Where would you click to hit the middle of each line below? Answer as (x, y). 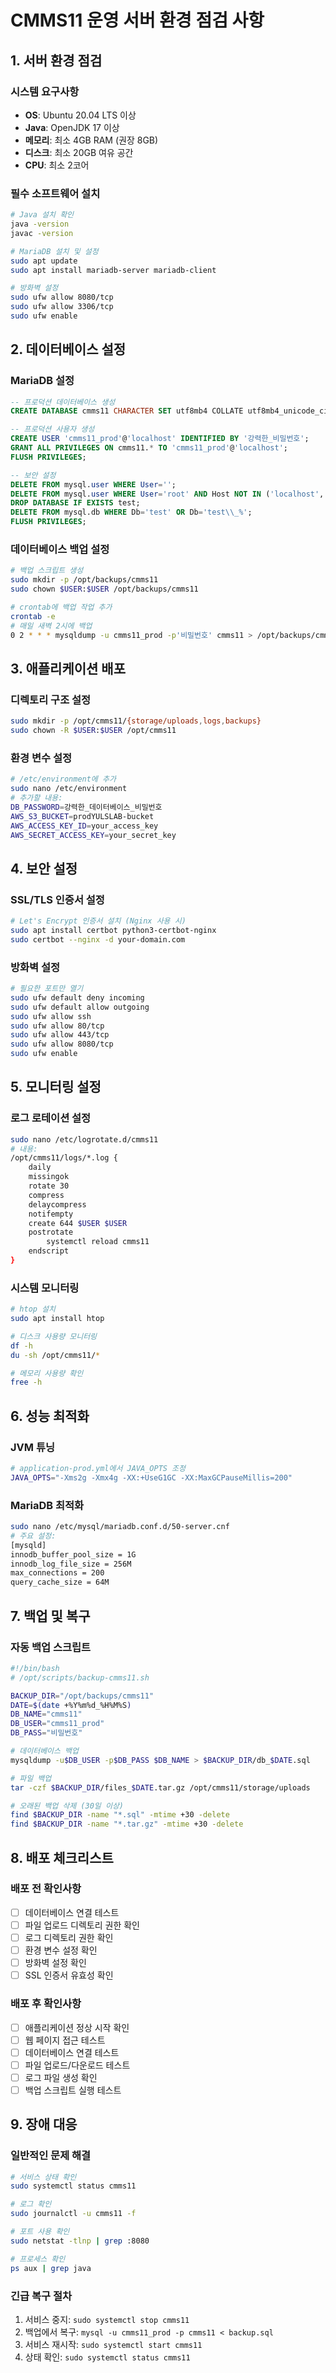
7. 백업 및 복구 (50, 1616)
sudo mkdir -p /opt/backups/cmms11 (84, 580)
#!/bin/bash (35, 1668)
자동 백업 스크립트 (51, 1647)
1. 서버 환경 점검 (56, 60)
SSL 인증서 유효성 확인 (69, 1975)
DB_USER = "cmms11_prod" (57, 1724)
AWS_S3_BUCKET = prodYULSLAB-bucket (82, 816)
